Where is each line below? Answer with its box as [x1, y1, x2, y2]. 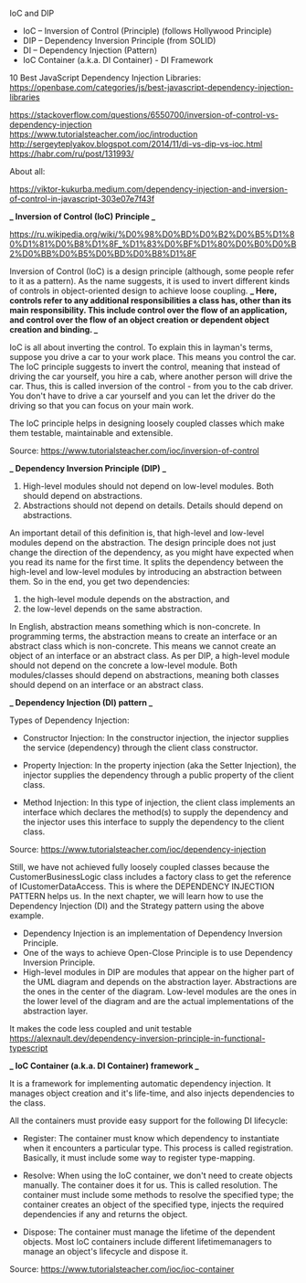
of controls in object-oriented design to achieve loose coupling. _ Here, [9, 285, 277, 296]
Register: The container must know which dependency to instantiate [22, 1133, 280, 1143]
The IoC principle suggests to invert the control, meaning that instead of [9, 361, 280, 372]
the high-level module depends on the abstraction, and [22, 594, 230, 604]
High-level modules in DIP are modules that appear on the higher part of [22, 967, 295, 977]
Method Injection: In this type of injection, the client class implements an [22, 797, 295, 808]
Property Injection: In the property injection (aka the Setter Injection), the [22, 760, 297, 770]
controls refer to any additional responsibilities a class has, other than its [9, 295, 292, 305]
